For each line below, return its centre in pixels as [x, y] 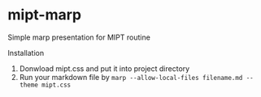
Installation [26, 53]
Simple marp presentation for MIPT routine [79, 37]
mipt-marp [45, 15]
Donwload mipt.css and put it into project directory [104, 68]
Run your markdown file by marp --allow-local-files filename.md [131, 77]
